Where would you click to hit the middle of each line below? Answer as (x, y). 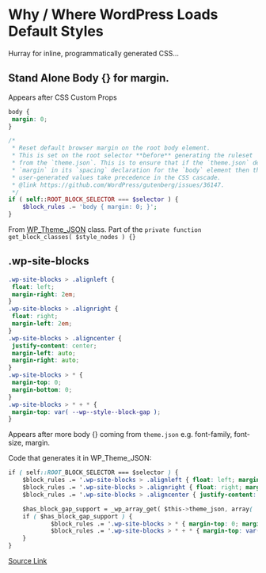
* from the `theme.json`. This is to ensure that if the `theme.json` (130, 163)
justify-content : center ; (54, 346)
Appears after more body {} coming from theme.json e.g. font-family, (120, 434)
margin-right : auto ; (46, 360)
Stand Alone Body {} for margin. (89, 78)
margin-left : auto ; (44, 353)
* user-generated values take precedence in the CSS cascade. (116, 177)
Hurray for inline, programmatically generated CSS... (94, 53)
